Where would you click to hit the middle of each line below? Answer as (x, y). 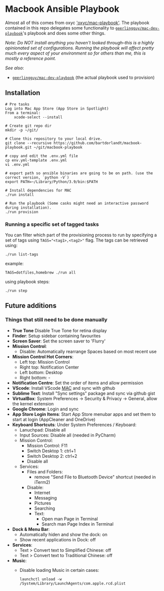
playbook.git (18, 147)
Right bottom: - (35, 377)
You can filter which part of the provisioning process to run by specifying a (81, 235)
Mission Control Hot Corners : (43, 357)
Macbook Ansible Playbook (62, 9)
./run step (16, 291)
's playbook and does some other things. (64, 33)
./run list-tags (22, 254)
